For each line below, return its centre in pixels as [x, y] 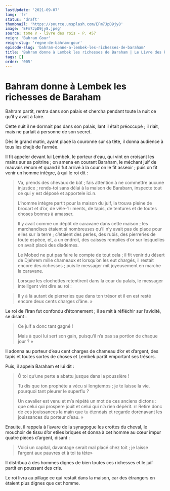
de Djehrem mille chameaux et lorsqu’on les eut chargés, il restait [86, 260]
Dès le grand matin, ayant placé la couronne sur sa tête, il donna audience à [84, 141]
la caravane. [31, 271]
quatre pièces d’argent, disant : [37, 438]
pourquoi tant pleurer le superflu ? [53, 391]
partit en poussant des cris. [34, 468]
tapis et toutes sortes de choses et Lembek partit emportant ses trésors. [81, 357]
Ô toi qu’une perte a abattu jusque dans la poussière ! [73, 376]
